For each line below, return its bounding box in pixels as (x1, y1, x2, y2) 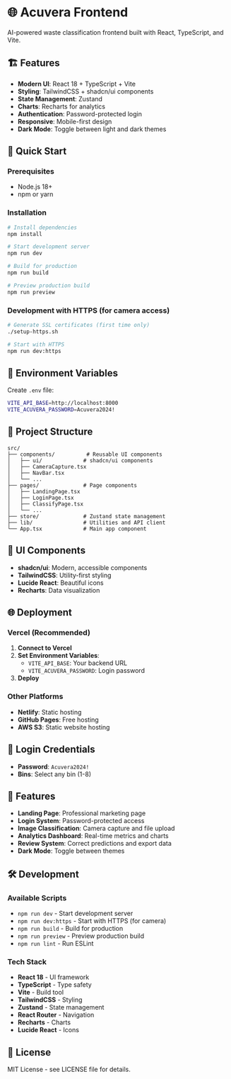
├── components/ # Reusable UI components (7, 451, 162, 458)
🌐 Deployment (7, 607, 72, 619)
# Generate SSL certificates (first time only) (7, 322, 150, 329)
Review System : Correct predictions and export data (17, 839, 172, 848)
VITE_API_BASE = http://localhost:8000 (7, 400, 119, 407)
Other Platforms (7, 692, 64, 702)
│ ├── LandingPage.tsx (7, 488, 81, 495)
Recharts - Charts (17, 1018, 71, 1027)
